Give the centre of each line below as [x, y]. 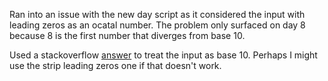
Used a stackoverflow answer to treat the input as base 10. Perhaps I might [163, 55]
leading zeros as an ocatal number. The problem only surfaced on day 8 [157, 25]
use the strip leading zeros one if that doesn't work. [115, 65]
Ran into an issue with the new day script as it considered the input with [157, 14]
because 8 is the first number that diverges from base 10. [127, 35]
